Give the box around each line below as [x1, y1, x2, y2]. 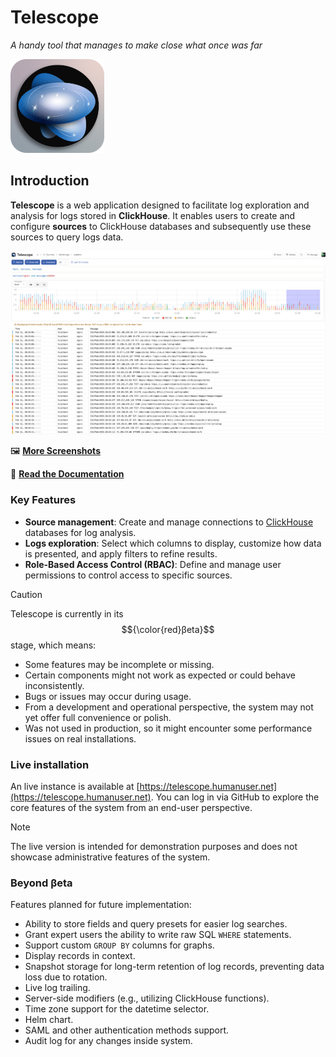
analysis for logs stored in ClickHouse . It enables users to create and [10, 209, 296, 221]
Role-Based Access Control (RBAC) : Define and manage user [24, 558, 282, 570]
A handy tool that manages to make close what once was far [10, 39, 263, 51]
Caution [10, 588, 43, 600]
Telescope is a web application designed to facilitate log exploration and [10, 199, 310, 211]
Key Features [10, 493, 77, 507]
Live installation [10, 757, 90, 771]
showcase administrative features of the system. [10, 851, 211, 863]
